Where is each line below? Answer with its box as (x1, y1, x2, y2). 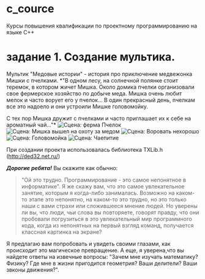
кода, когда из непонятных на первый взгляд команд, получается (21, 221, 194, 229)
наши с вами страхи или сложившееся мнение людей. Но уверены (21, 202, 198, 209)
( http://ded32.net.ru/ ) (6, 152, 61, 160)
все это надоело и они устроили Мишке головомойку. (6, 103, 149, 110)
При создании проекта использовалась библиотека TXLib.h (6, 146, 163, 153)
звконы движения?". (6, 266, 59, 273)
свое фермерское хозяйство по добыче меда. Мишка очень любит (6, 89, 182, 97)
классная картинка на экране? (21, 228, 102, 236)
